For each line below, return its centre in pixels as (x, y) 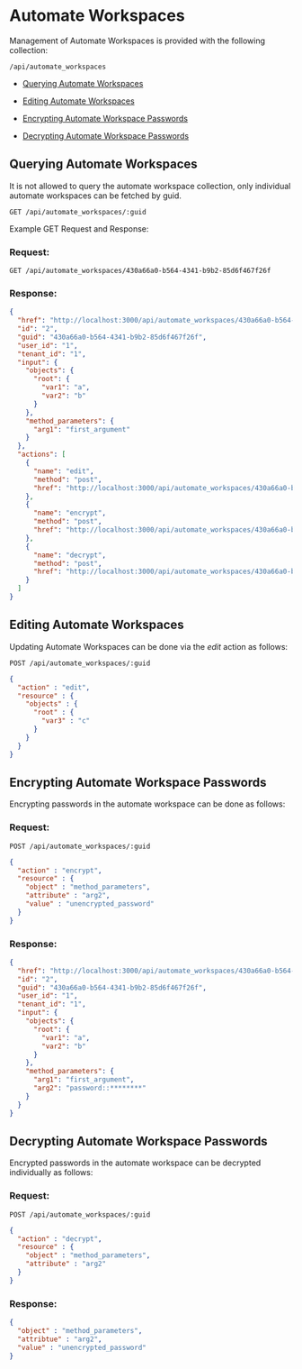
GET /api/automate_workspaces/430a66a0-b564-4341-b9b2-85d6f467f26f (140, 271)
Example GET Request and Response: (79, 228)
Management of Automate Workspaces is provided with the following (138, 41)
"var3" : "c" (66, 721)
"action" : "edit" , (54, 687)
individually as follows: (51, 1173)
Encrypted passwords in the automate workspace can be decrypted (135, 1163)
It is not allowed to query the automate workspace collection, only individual (150, 186)
